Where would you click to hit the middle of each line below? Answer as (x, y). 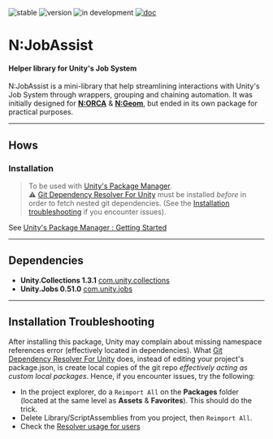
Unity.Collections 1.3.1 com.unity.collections (95, 280)
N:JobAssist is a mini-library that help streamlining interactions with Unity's (134, 86)
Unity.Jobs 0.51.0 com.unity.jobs (76, 289)
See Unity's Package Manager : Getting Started (88, 228)
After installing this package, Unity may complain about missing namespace (135, 342)
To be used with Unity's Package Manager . (100, 186)
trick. (29, 409)
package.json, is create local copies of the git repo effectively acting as (128, 367)
